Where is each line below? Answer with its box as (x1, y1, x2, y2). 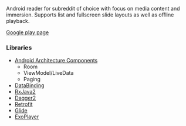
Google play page (6, 29, 49, 36)
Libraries (6, 44, 32, 52)
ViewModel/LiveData (23, 69, 74, 77)
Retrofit (14, 101, 33, 108)
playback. (6, 18, 30, 24)
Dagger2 (14, 94, 36, 102)
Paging (23, 76, 41, 83)
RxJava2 (14, 88, 36, 95)
